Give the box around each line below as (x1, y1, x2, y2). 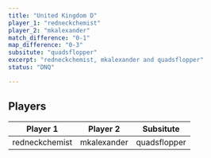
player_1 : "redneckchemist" (8, 19, 102, 27)
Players (8, 100, 47, 114)
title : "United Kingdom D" (8, 11, 98, 20)
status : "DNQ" (8, 64, 56, 71)
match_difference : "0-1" (8, 33, 90, 42)
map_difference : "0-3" (8, 41, 83, 49)
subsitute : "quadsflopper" (8, 48, 98, 56)
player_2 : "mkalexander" (8, 26, 90, 34)
